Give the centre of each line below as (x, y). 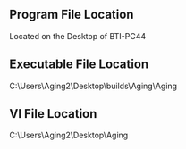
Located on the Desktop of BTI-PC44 (78, 36)
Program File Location (72, 15)
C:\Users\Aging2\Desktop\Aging (69, 135)
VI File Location (53, 114)
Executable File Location (79, 65)
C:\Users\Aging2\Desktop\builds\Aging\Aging (93, 86)
